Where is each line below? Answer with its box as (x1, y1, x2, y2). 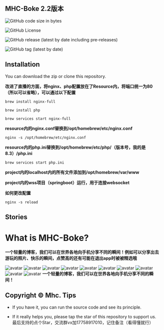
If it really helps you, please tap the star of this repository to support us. (12, 313, 156, 319)
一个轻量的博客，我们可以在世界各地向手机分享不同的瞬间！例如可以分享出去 (5, 249, 159, 255)
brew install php (5, 108, 41, 113)
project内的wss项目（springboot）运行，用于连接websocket (5, 179, 130, 185)
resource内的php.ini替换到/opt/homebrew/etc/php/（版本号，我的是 (5, 144, 146, 150)
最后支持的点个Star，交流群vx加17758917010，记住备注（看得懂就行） (12, 319, 154, 325)
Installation (5, 60, 40, 69)
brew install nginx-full (5, 99, 56, 104)
